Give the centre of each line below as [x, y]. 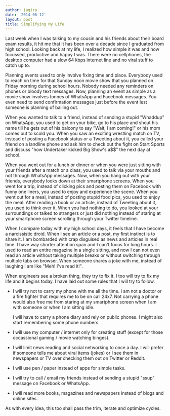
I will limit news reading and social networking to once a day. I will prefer [88, 348]
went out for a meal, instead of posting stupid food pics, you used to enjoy [83, 197]
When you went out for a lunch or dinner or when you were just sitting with [83, 165]
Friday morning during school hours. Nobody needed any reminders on [79, 86]
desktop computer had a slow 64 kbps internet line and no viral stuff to [79, 60]
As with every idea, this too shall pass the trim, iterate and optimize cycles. [83, 408]
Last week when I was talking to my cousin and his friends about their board [85, 39]
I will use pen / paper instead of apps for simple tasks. [69, 368]
